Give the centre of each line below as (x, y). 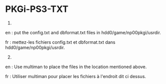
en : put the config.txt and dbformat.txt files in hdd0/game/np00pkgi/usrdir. (83, 32)
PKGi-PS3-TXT (37, 9)
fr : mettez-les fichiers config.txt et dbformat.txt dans (60, 42)
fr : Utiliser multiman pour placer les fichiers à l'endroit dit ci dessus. (76, 76)
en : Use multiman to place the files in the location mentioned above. (76, 67)
